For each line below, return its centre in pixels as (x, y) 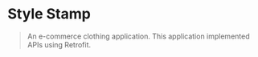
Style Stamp (49, 14)
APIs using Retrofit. (59, 44)
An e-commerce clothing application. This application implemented (138, 36)
